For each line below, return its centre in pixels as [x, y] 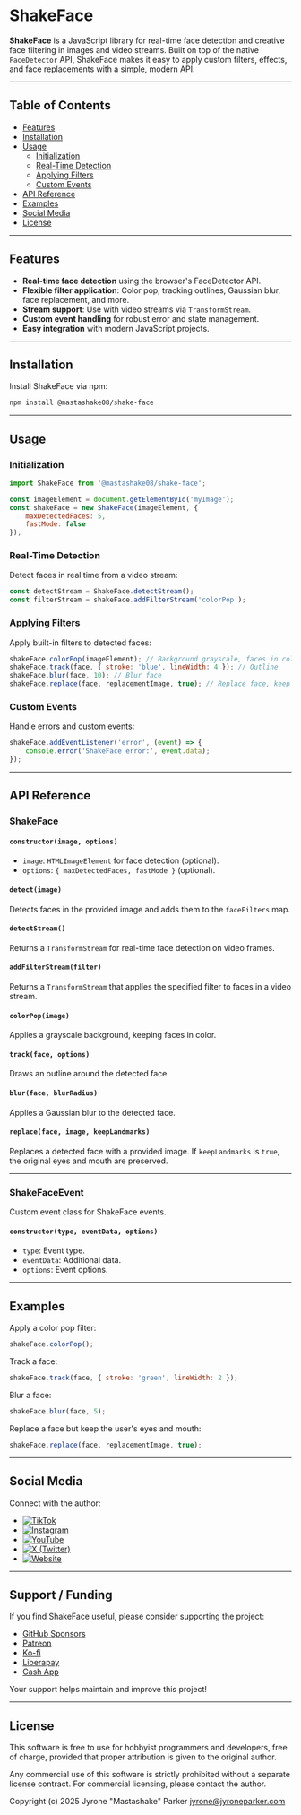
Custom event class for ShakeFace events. [88, 1212]
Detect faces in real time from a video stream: [94, 575]
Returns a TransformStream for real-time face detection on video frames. [142, 947]
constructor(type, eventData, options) [84, 1232]
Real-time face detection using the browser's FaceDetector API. [142, 281]
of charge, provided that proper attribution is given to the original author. [143, 1757]
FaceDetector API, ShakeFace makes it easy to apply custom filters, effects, [148, 59]
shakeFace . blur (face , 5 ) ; [57, 1411]
